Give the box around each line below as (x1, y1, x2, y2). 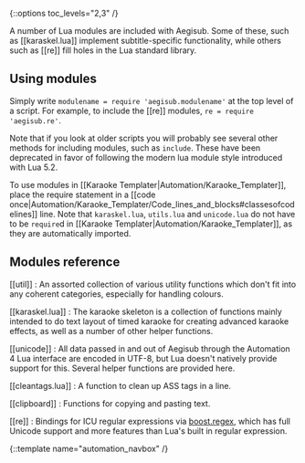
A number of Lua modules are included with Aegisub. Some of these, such (9, 26, 289, 36)
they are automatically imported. (9, 227, 131, 238)
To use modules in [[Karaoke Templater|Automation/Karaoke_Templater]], (9, 179, 287, 190)
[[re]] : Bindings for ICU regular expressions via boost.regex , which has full (9, 416, 290, 426)
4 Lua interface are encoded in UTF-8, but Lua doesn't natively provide (9, 353, 278, 363)
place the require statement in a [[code (9, 189, 156, 200)
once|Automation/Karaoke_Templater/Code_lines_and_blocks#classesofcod (9, 198, 295, 209)
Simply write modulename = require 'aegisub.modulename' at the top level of (9, 95, 294, 106)
